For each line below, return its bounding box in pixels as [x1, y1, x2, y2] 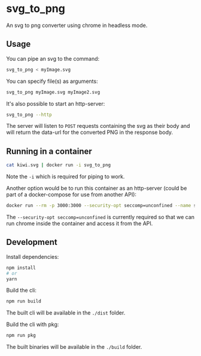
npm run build [6, 298, 42, 304]
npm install [6, 265, 36, 271]
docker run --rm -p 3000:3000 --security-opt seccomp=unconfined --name [6, 203, 191, 209]
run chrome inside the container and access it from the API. [6, 220, 153, 227]
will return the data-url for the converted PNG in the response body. [6, 128, 173, 136]
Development [6, 237, 58, 247]
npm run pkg [6, 333, 36, 339]
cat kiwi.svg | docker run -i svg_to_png [6, 162, 111, 168]
